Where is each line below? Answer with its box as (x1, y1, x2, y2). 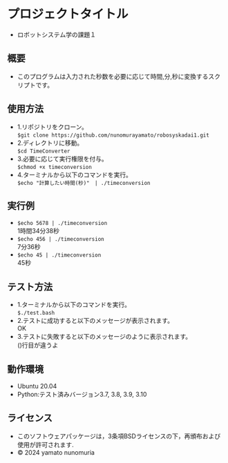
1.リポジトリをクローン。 (17, 122, 88, 131)
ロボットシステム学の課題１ (17, 30, 97, 39)
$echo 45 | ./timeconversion (17, 252, 102, 259)
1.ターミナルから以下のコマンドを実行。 (17, 301, 131, 309)
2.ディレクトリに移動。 (17, 139, 84, 147)
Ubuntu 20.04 (17, 382, 57, 390)
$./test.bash (17, 310, 55, 317)
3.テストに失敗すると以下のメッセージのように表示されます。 (17, 333, 192, 341)
